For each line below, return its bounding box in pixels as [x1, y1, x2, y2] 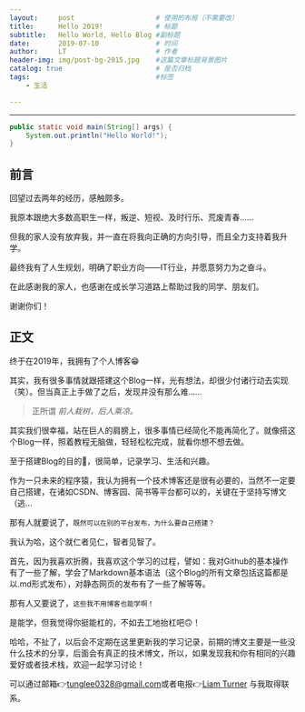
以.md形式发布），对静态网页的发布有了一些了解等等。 [9, 578, 211, 589]
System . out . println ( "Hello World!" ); [25, 131, 169, 140]
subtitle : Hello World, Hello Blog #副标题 [9, 30, 181, 39]
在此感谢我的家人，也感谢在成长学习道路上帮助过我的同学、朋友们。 [9, 281, 264, 292]
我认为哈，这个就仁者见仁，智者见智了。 [9, 536, 161, 547]
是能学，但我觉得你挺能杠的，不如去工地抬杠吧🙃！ [9, 617, 202, 627]
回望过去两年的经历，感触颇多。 [9, 193, 129, 204]
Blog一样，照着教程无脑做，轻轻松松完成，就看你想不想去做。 [16, 436, 250, 446]
